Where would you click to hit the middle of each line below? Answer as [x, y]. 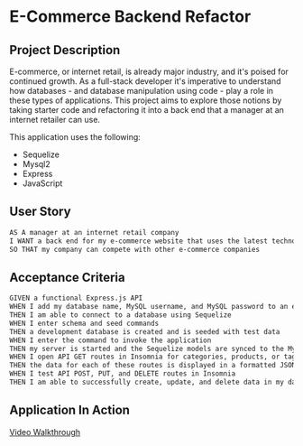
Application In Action [70, 410]
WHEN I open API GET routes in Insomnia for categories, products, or [145, 357]
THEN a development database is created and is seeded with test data [145, 331]
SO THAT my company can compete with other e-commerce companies [134, 249]
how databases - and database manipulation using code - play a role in [141, 91]
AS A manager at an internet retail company [94, 232]
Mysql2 [37, 164]
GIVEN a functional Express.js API [76, 298]
